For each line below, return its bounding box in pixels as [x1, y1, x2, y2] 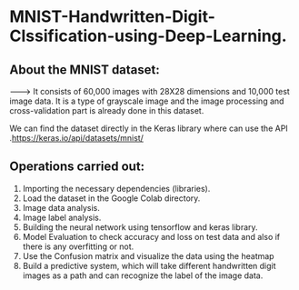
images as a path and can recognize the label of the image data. [22, 270, 264, 281]
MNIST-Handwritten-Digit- [9, 6, 216, 27]
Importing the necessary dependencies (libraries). [22, 183, 211, 194]
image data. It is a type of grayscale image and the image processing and [9, 95, 284, 106]
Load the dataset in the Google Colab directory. [22, 193, 201, 204]
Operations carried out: [9, 159, 145, 175]
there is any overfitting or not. [22, 241, 135, 252]
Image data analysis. [22, 202, 100, 213]
